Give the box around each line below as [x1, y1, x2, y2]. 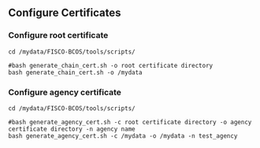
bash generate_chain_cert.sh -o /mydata [8, 68, 143, 76]
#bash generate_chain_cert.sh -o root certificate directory [8, 61, 214, 69]
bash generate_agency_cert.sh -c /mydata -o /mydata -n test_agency [8, 131, 238, 140]
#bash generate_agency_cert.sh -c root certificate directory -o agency [8, 118, 252, 126]
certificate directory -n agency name [8, 125, 136, 133]
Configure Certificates [8, 6, 121, 20]
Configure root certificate [8, 30, 109, 41]
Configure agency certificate [8, 87, 122, 98]
